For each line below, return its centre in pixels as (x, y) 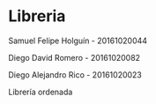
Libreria (37, 16)
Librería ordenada (41, 92)
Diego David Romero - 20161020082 (74, 57)
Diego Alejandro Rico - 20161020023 (75, 74)
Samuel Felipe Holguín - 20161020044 (78, 41)
